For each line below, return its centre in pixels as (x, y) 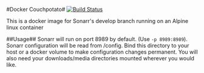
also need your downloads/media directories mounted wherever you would (100, 58)
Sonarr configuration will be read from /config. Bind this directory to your (98, 46)
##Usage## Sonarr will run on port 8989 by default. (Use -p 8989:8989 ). (97, 39)
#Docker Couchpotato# (36, 9)
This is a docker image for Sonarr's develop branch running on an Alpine (97, 21)
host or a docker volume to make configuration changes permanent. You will (102, 52)
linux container (25, 27)
